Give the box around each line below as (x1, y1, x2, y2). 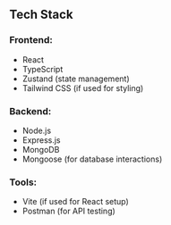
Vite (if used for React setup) (21, 196, 130, 207)
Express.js (21, 134, 61, 146)
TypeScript (21, 63, 64, 74)
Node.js (21, 125, 52, 136)
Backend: (9, 104, 52, 117)
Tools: (9, 176, 38, 188)
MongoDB (21, 144, 60, 154)
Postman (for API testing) (21, 205, 116, 217)
